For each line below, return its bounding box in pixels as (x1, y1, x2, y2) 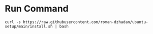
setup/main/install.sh (5, 23, 53, 29)
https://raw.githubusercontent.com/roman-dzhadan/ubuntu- (23, 19, 148, 24)
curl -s (5, 19, 21, 24)
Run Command (5, 3, 69, 14)
